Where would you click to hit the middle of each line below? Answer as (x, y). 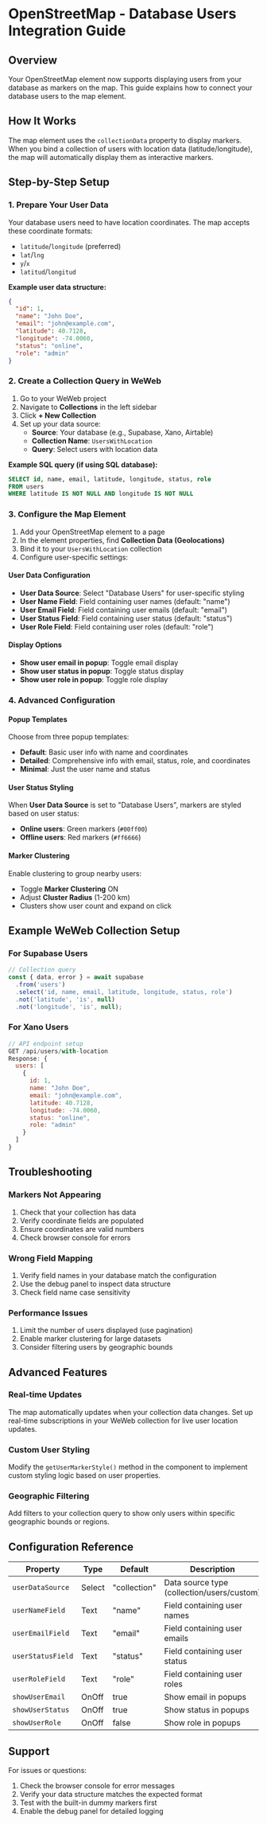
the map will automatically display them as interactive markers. (111, 157)
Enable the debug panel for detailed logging (92, 1811)
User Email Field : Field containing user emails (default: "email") (124, 610)
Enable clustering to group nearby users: (75, 873)
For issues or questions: (48, 1771)
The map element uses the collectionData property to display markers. (125, 140)
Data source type (196, 1583)
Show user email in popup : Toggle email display (99, 663)
